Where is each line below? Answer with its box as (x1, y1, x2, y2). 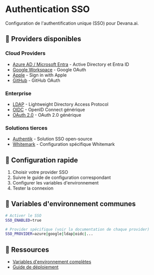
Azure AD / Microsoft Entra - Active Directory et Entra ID (12, 61, 129, 67)
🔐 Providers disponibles (5, 35, 82, 43)
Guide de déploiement (12, 264, 59, 270)
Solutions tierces (5, 124, 48, 131)
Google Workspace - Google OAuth (12, 66, 87, 72)
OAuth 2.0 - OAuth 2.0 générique (12, 112, 82, 118)
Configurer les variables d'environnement (12, 180, 99, 186)
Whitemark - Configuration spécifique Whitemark (12, 141, 115, 147)
